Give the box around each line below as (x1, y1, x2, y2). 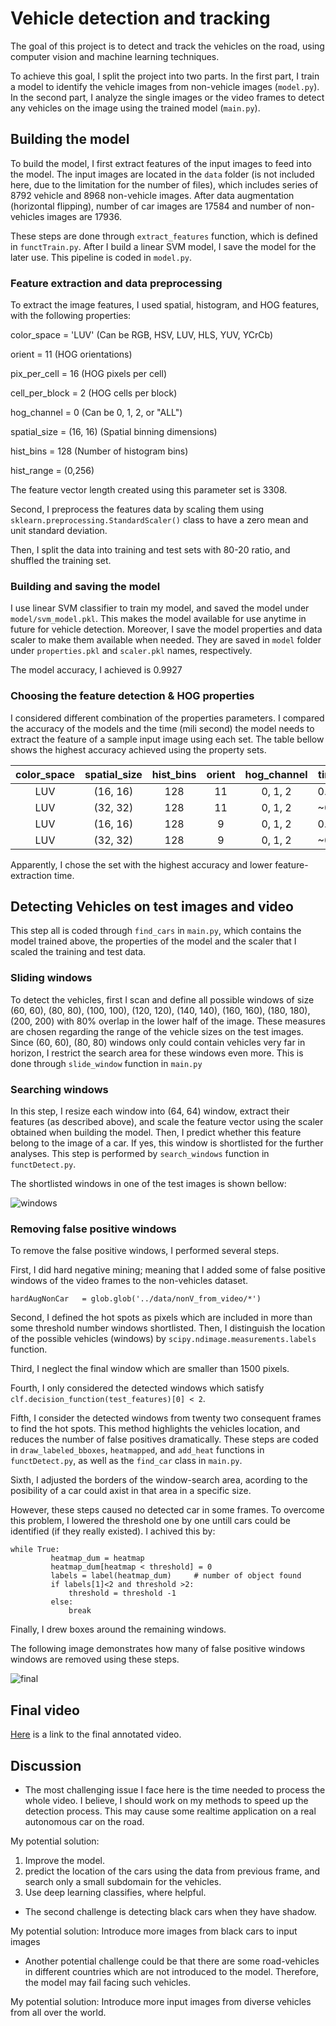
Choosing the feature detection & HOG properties (10, 689, 255, 703)
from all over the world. (10, 2006, 107, 2018)
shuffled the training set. (10, 555, 112, 567)
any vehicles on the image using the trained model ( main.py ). (10, 102, 261, 114)
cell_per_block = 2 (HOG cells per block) (10, 387, 178, 399)
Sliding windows (10, 971, 93, 985)
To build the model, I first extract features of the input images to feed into (10, 157, 312, 169)
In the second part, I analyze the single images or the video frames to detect (10, 91, 325, 103)
